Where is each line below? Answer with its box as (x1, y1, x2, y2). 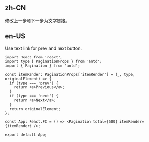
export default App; (5, 132, 48, 137)
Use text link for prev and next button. (5, 45, 82, 51)
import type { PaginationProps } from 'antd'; (5, 59, 102, 64)
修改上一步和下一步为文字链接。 (5, 17, 70, 24)
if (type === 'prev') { (9, 81, 58, 85)
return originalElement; (9, 106, 60, 111)
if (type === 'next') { (9, 93, 58, 98)
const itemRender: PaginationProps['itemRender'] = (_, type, (5, 72, 135, 77)
